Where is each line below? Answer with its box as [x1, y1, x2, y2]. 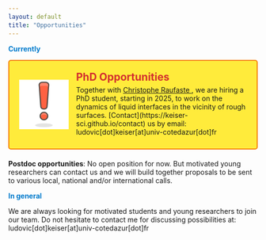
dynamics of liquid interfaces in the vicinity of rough [76, 101, 246, 111]
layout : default [8, 13, 62, 21]
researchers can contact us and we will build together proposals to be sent [8, 167, 253, 177]
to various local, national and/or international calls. [8, 175, 173, 185]
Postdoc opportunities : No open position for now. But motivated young [8, 158, 241, 168]
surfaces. [76, 110, 107, 120]
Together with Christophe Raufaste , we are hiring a [76, 85, 244, 94]
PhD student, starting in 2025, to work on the [76, 93, 223, 103]
